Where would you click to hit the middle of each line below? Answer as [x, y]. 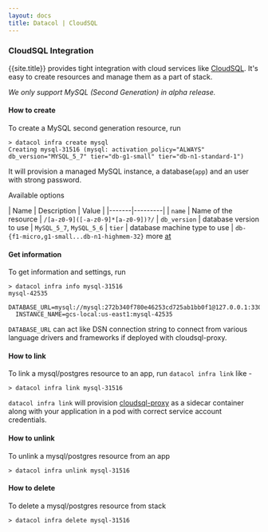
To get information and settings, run [67, 272]
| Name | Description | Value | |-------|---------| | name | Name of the [120, 211]
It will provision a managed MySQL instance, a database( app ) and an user [129, 171]
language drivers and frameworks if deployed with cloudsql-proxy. [118, 338]
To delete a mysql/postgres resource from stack [87, 506]
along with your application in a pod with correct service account [115, 412]
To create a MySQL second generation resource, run [95, 128]
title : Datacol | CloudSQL [53, 23]
